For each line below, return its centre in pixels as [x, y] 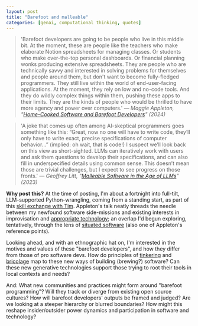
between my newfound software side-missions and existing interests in [93, 212]
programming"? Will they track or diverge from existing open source [89, 292]
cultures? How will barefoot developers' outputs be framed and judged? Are [98, 298]
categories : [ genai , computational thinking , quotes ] [74, 22]
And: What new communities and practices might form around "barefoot [94, 285]
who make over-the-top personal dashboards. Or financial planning [103, 58]
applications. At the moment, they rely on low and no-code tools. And [105, 90]
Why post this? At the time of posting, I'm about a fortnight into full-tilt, [93, 194]
